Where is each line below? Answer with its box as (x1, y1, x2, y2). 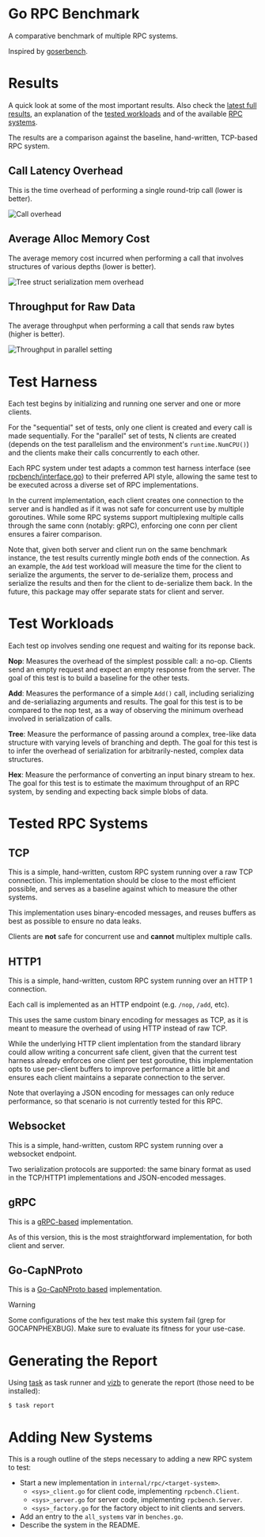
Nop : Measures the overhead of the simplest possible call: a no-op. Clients (8, 657, 252, 666)
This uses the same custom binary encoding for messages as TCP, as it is (8, 1015, 249, 1024)
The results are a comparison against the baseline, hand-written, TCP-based (8, 133, 258, 142)
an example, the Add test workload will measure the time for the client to (8, 561, 242, 572)
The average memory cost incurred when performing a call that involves (8, 253, 244, 263)
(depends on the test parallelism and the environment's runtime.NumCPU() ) (8, 440, 249, 449)
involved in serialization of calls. (8, 714, 112, 723)
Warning (8, 1300, 36, 1310)
